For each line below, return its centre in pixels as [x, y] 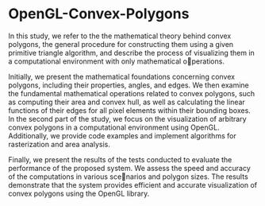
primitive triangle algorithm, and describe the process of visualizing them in [132, 52]
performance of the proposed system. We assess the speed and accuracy [130, 168]
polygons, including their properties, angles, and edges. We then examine [129, 85]
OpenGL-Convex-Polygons [99, 14]
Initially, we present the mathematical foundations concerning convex [122, 76]
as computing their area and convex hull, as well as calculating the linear [127, 102]
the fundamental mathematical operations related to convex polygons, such [132, 93]
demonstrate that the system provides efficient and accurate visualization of [133, 185]
